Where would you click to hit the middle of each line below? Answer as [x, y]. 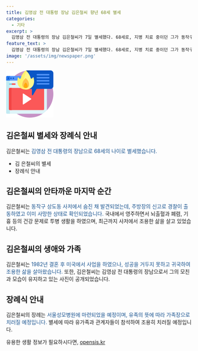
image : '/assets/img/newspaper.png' [51, 56]
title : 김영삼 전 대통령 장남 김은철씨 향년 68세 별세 [64, 12]
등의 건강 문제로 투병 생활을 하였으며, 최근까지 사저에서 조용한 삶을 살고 [94, 221]
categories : [21, 19]
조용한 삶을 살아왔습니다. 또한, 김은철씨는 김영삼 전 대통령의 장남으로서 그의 [93, 272]
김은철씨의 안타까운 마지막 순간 [59, 191]
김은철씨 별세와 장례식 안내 [52, 136]
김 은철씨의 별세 [33, 163]
